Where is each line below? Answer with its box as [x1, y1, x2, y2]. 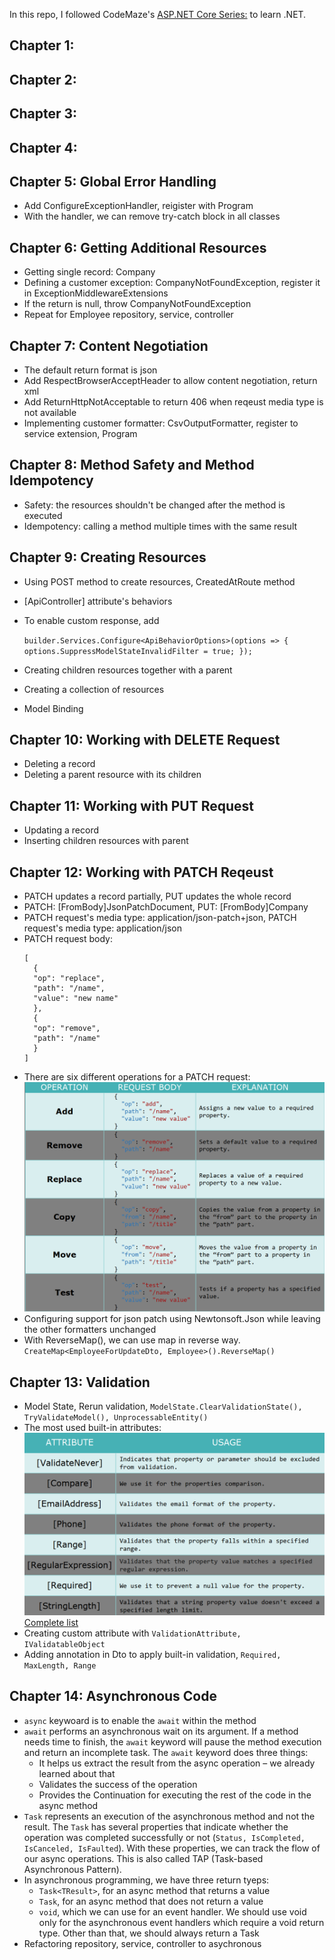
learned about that [38, 1767, 116, 1779]
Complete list [23, 1616, 79, 1628]
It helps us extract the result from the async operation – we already [38, 1757, 316, 1769]
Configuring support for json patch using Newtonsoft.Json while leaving [23, 1313, 321, 1325]
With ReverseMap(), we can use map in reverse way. [23, 1334, 241, 1346]
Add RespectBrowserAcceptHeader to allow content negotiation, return [23, 375, 318, 386]
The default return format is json [23, 364, 158, 376]
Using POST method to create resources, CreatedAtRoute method [23, 575, 296, 588]
